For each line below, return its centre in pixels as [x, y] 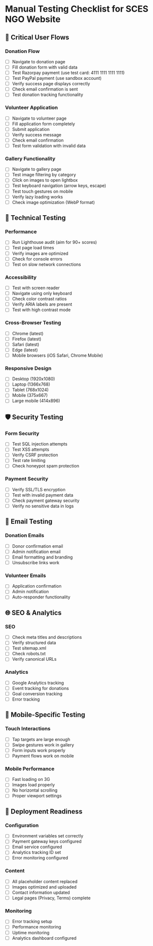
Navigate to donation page [39, 61]
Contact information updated [41, 892]
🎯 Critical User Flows [37, 37]
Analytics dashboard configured [44, 938]
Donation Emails [25, 536]
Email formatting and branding [42, 557]
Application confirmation [37, 586]
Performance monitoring [37, 927]
